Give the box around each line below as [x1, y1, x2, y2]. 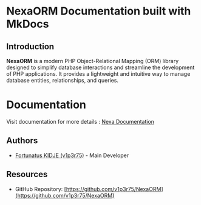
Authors [6, 135, 38, 146]
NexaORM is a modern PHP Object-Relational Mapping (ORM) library [6, 58, 179, 64]
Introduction [6, 41, 55, 52]
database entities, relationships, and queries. [6, 77, 119, 84]
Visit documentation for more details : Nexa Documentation [6, 118, 155, 125]
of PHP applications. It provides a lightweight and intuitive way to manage [6, 70, 191, 77]
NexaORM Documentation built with [6, 4, 191, 18]
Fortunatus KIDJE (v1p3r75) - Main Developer [15, 152, 129, 159]
